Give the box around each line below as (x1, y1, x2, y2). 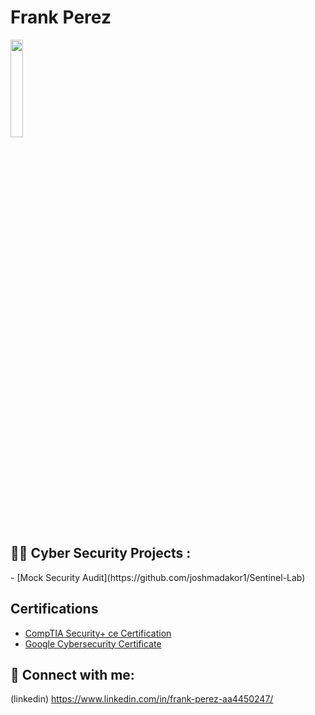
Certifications (10, 601, 99, 618)
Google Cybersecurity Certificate (24, 637, 162, 650)
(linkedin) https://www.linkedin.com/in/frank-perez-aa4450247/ (10, 693, 274, 705)
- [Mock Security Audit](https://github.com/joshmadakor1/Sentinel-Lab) (10, 571, 306, 583)
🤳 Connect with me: (10, 666, 135, 683)
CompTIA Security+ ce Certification (24, 627, 172, 639)
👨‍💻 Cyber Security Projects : (10, 545, 192, 562)
